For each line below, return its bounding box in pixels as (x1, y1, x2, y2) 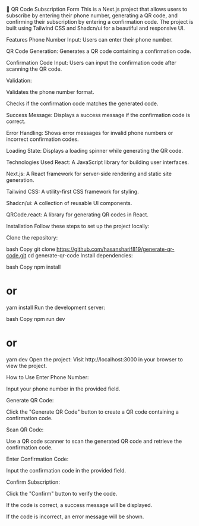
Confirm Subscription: (6, 478, 61, 486)
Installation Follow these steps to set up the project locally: (6, 223, 150, 229)
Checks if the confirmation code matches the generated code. (6, 100, 159, 107)
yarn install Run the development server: (6, 304, 105, 311)
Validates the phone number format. (6, 89, 94, 95)
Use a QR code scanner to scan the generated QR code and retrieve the (6, 437, 182, 445)
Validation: (6, 77, 32, 84)
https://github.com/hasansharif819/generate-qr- (56, 245, 175, 253)
